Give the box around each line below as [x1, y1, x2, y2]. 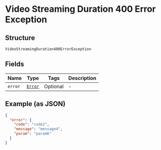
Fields [5, 60, 25, 69]
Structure [5, 34, 35, 42]
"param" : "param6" [14, 131, 52, 136]
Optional [44, 83, 64, 90]
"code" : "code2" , [14, 122, 50, 127]
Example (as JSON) [5, 100, 65, 108]
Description [68, 75, 97, 81]
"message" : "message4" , [14, 127, 63, 132]
